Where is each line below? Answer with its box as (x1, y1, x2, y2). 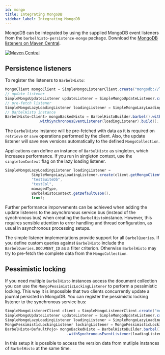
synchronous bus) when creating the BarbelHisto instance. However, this (5, 215, 152, 221)
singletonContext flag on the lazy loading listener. (5, 158, 106, 164)
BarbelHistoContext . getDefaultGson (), (31, 191, 111, 196)
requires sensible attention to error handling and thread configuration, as (5, 220, 152, 226)
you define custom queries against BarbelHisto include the (5, 240, 124, 246)
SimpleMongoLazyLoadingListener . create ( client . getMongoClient (31, 173, 162, 177)
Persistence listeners (5, 64, 72, 72)
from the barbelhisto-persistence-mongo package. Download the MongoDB (5, 35, 158, 41)
